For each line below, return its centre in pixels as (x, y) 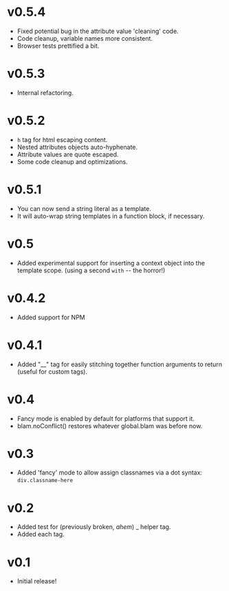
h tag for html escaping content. (62, 139)
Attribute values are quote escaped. (68, 154)
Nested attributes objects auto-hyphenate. (77, 147)
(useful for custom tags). (52, 371)
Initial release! (37, 581)
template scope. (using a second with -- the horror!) (91, 270)
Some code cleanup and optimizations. (73, 161)
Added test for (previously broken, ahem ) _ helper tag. (94, 527)
